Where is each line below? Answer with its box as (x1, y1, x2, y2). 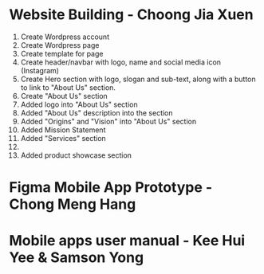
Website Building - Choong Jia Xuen (9, 6, 254, 24)
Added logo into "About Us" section (20, 100, 138, 109)
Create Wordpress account (20, 32, 110, 41)
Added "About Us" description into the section (20, 108, 174, 117)
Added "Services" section (20, 133, 106, 143)
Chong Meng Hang (9, 195, 136, 213)
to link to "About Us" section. (20, 82, 116, 92)
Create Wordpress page (20, 40, 100, 49)
